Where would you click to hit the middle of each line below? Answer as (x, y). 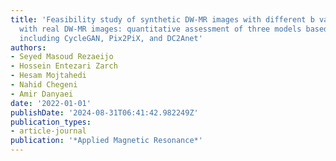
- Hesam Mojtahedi (48, 76)
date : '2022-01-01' (51, 103)
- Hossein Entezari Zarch (64, 66)
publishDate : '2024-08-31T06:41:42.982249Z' (104, 112)
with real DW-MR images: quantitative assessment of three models (160, 29)
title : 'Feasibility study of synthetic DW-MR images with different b (162, 19)
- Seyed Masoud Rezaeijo (62, 57)
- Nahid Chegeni (44, 85)
